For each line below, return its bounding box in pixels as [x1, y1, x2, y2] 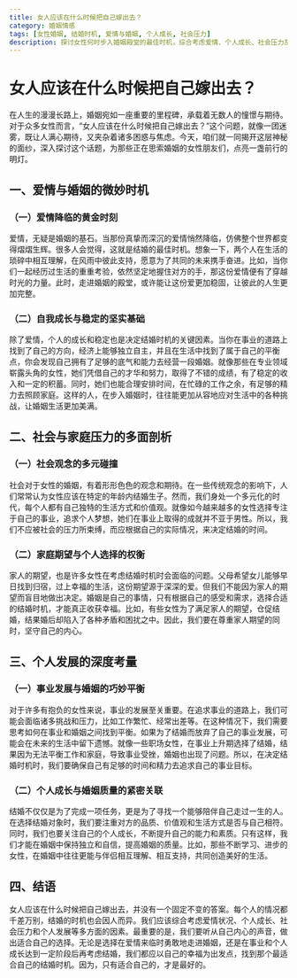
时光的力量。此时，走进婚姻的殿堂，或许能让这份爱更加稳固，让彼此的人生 [9, 276, 280, 288]
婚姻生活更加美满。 [32, 400, 103, 412]
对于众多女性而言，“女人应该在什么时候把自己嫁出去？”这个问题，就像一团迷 [9, 120, 287, 131]
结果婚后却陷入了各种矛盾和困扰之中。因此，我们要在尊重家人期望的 [24, 615, 272, 625]
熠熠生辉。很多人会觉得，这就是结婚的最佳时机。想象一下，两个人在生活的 [16, 244, 288, 254]
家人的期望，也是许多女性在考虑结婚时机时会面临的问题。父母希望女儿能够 [9, 570, 280, 581]
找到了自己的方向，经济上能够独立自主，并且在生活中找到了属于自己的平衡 [9, 345, 280, 356]
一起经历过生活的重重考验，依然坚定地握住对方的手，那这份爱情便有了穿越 [16, 266, 288, 276]
